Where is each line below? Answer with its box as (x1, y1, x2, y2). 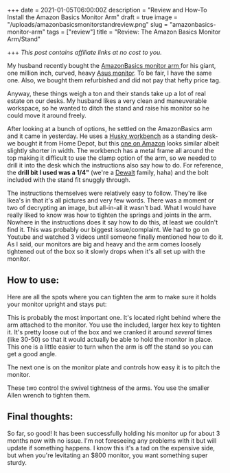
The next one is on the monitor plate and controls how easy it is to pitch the (7, 363, 220, 371)
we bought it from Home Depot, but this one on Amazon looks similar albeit (7, 139, 220, 147)
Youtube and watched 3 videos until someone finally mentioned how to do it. (7, 233, 224, 241)
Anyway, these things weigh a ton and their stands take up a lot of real (7, 89, 206, 97)
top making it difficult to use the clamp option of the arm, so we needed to (7, 154, 217, 162)
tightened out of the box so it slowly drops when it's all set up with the (7, 247, 206, 255)
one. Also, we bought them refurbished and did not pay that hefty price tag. (7, 76, 221, 84)
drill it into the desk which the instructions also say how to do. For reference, (7, 161, 224, 169)
